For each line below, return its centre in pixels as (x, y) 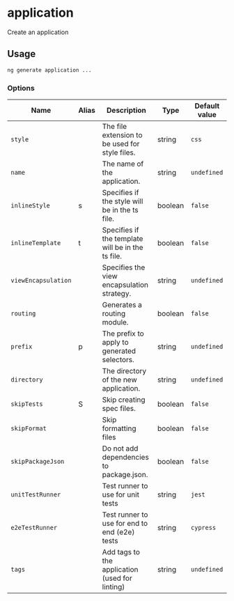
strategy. (117, 293)
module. (115, 322)
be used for (121, 143)
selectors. (118, 359)
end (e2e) (118, 532)
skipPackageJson (38, 461)
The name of (123, 164)
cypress (203, 528)
